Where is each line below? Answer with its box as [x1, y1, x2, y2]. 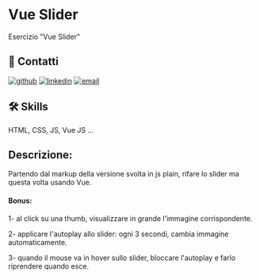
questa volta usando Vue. [8, 177, 92, 188]
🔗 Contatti [8, 55, 59, 68]
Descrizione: [8, 148, 73, 161]
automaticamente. [8, 237, 67, 247]
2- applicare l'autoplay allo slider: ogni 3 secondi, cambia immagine [8, 229, 229, 238]
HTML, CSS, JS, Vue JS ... [8, 125, 94, 134]
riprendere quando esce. [8, 261, 90, 271]
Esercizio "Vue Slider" [8, 32, 81, 41]
